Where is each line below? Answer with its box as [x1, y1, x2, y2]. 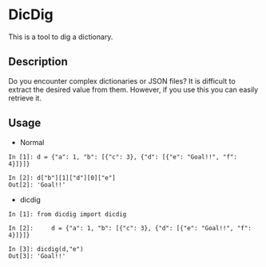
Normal [19, 137, 45, 147]
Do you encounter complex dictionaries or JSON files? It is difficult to [8, 76, 236, 85]
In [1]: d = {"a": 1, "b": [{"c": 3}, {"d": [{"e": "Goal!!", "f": [8, 153, 238, 161]
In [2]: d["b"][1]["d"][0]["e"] [8, 174, 116, 182]
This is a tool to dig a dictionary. [8, 32, 113, 41]
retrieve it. [8, 93, 42, 103]
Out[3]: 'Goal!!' [8, 252, 66, 260]
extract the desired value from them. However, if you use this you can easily [8, 84, 259, 94]
